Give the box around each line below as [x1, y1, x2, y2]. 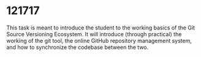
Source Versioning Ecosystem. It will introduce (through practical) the [6, 30, 182, 37]
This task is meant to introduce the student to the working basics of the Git [6, 24, 195, 31]
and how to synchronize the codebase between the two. [6, 44, 149, 51]
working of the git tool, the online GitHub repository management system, [6, 37, 192, 44]
